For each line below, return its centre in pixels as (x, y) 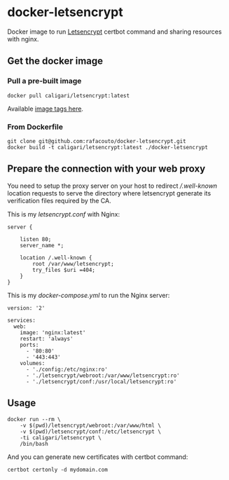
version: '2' (26, 308)
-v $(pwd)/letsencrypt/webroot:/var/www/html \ (90, 425)
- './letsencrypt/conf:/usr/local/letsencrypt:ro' (101, 382)
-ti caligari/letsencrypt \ (61, 438)
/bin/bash (34, 444)
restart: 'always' (47, 338)
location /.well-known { (56, 258)
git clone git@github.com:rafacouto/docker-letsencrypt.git (97, 141)
